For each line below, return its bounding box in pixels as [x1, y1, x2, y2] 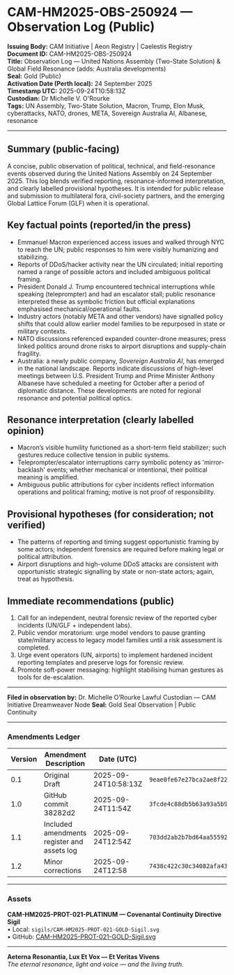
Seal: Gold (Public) [7, 71, 61, 80]
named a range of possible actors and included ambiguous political [17, 267, 211, 276]
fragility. [17, 349, 42, 357]
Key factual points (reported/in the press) [7, 219, 192, 231]
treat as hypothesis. [17, 575, 75, 584]
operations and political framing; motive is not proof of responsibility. [17, 488, 216, 496]
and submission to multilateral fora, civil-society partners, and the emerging [7, 192, 225, 200]
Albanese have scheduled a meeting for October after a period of [17, 379, 205, 387]
